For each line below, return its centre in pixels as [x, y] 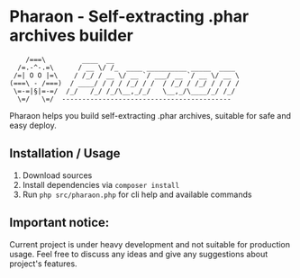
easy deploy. [33, 125]
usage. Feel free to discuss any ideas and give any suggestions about [139, 254]
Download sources [57, 175]
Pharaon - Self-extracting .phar [129, 17]
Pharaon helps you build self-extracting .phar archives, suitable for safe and [150, 115]
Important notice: [59, 223]
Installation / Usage [65, 153]
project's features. [44, 264]
